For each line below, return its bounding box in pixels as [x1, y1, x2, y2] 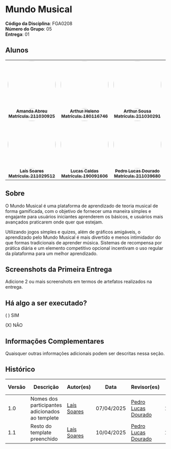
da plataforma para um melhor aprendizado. [5, 250, 98, 257]
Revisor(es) [131, 383, 160, 390]
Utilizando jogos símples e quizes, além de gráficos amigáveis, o [5, 229, 141, 235]
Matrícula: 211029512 [8, 173, 55, 179]
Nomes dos [30, 395, 58, 402]
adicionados [30, 408, 60, 415]
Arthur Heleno [69, 108, 100, 114]
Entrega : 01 [5, 31, 30, 37]
